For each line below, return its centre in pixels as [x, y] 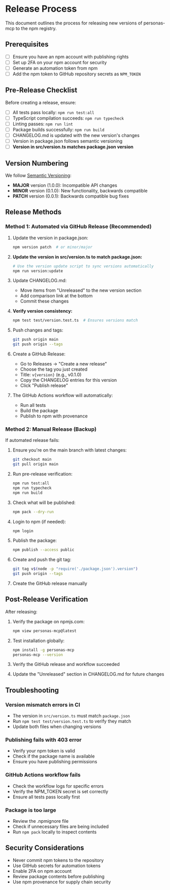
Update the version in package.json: [50, 238]
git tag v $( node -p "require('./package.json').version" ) [75, 569]
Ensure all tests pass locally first [46, 797]
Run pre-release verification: [42, 474]
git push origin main [35, 340]
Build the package [39, 411]
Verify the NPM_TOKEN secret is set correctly [60, 791]
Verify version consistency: [42, 311]
